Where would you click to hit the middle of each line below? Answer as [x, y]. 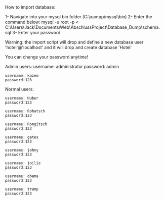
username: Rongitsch [26, 124]
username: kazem [22, 76]
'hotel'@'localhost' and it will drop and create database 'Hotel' [68, 47]
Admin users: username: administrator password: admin [62, 67]
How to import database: [30, 7]
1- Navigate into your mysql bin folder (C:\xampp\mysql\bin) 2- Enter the [79, 17]
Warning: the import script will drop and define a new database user [74, 42]
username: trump [22, 189]
